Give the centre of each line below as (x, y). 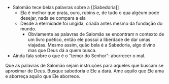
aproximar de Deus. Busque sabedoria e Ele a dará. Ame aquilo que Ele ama (84, 71)
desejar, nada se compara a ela (53, 18)
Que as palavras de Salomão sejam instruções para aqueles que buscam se (84, 66)
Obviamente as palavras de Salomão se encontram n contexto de (96, 34)
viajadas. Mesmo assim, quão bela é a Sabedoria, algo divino (92, 45)
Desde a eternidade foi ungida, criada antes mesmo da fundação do (91, 23)
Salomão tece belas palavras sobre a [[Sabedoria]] (66, 7)
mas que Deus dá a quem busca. (62, 50)
